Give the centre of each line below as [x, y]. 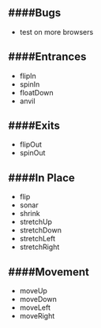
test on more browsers [56, 32]
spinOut [32, 153]
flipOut [30, 144]
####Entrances [47, 57]
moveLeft [35, 307]
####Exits [34, 126]
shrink [30, 214]
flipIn [28, 76]
